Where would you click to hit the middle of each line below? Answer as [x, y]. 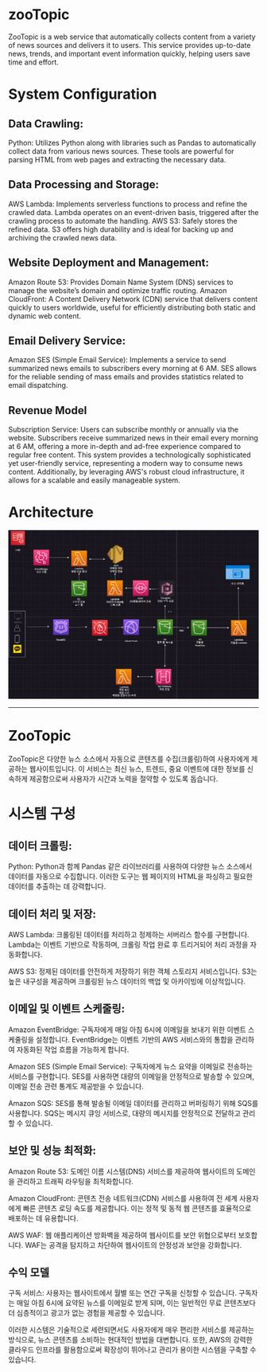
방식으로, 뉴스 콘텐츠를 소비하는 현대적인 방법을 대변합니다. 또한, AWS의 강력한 [130, 1340]
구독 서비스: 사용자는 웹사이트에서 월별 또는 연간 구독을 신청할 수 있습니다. [122, 1293]
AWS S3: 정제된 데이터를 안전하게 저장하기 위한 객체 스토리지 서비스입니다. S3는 [133, 971]
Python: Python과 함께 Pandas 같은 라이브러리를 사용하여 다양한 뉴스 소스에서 [130, 866]
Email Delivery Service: [67, 340]
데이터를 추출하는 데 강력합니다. [57, 886]
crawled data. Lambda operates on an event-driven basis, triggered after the [133, 212]
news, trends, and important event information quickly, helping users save [129, 53]
